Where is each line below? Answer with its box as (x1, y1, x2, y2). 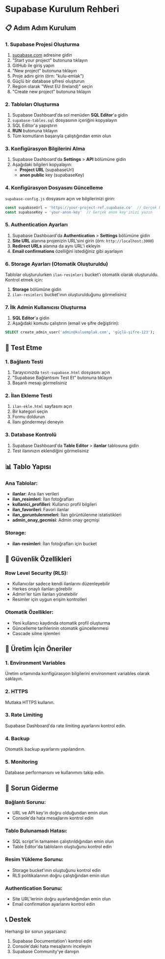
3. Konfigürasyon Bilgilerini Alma (5, 145, 85, 152)
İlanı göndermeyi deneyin (12, 419, 64, 425)
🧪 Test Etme (5, 343, 43, 352)
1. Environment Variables (5, 659, 66, 666)
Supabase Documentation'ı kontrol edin (12, 938, 92, 944)
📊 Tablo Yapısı (5, 463, 52, 471)
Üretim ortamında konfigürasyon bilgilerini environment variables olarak (5, 671, 150, 677)
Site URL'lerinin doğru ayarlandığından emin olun (12, 896, 111, 901)
